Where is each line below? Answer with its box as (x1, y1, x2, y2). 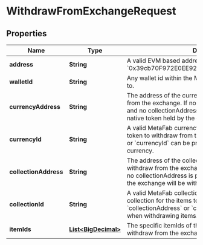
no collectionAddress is (126, 171, 193, 180)
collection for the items (126, 197, 192, 204)
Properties (6, 28, 47, 39)
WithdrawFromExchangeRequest (6, 4, 176, 18)
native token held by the (126, 114, 195, 122)
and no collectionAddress (126, 106, 199, 114)
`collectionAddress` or (126, 204, 190, 212)
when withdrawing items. (126, 212, 198, 220)
